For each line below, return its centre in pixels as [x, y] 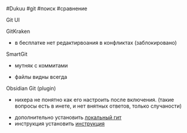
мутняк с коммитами [41, 65]
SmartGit [17, 54]
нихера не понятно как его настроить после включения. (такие [94, 100]
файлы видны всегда [41, 77]
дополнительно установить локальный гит [68, 117]
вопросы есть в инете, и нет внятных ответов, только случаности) [98, 106]
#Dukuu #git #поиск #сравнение [47, 9]
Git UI [13, 20]
